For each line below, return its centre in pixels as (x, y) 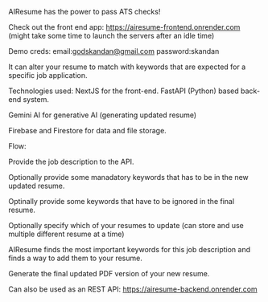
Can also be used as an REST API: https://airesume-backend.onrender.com (133, 289)
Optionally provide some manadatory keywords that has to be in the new (129, 177)
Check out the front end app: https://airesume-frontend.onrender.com (124, 27)
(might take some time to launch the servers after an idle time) (111, 36)
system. (36, 99)
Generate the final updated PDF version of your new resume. (109, 273)
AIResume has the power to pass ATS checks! (85, 12)
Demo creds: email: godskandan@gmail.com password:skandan (114, 51)
